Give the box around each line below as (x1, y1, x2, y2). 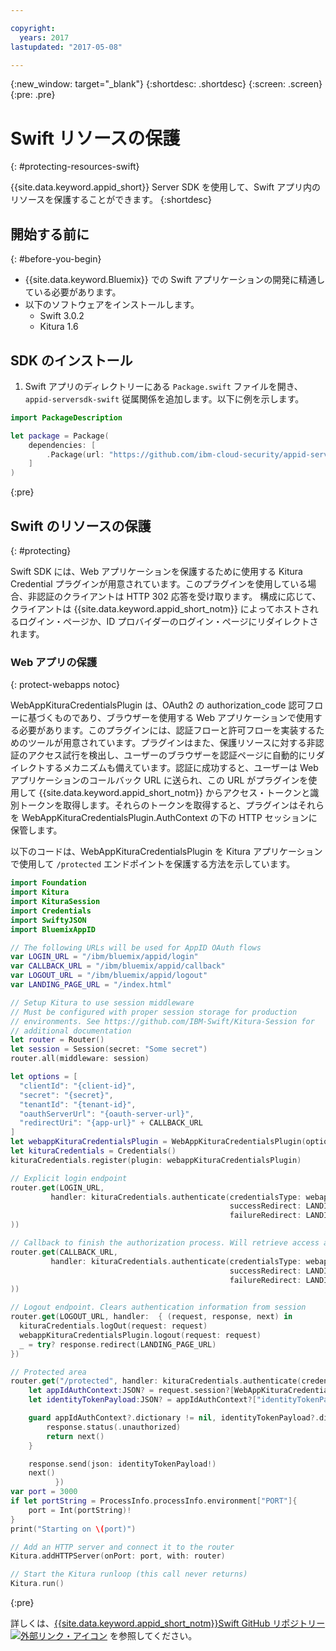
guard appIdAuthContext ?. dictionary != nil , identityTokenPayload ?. (28, 1413, 320, 1423)
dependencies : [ (28, 440, 97, 450)
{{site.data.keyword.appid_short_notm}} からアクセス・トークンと (38, 787, 311, 799)
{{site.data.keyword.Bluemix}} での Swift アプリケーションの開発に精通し (24, 274, 326, 286)
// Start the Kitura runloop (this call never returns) (10, 1569, 248, 1580)
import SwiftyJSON (10, 915, 87, 925)
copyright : (10, 23, 56, 33)
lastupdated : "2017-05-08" (10, 42, 123, 52)
